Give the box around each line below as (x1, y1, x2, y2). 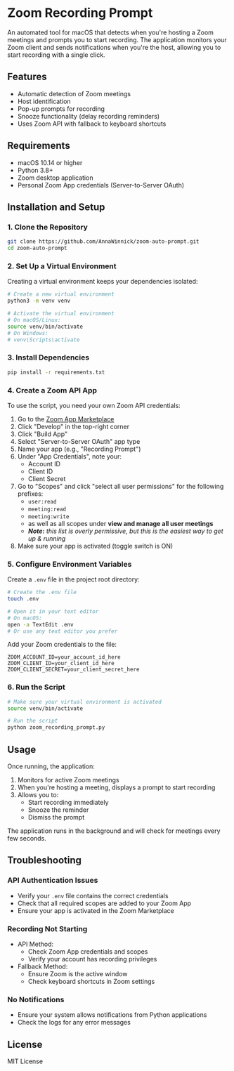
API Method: (17, 940, 54, 949)
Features (7, 71, 47, 83)
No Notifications (7, 994, 65, 1004)
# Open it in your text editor (7, 607, 99, 615)
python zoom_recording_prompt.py (7, 724, 105, 731)
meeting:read (27, 506, 67, 513)
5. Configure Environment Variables (7, 559, 132, 569)
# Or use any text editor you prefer (7, 627, 118, 635)
